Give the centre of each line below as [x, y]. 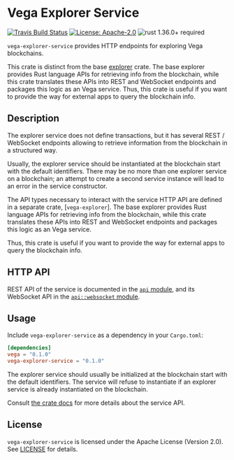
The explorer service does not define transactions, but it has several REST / [116, 135]
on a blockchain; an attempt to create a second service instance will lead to [116, 178]
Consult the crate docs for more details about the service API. [96, 403]
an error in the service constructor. [57, 186]
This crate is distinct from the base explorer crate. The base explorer [106, 66]
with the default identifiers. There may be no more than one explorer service [117, 171]
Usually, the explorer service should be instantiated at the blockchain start [114, 164]
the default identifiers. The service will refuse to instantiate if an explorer [112, 382]
